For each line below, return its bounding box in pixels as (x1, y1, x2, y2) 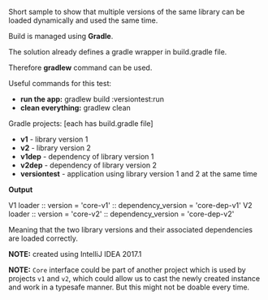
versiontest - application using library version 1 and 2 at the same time (19, 169, 258, 178)
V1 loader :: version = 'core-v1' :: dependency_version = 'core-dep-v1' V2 (8, 201, 253, 210)
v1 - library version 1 (19, 134, 89, 144)
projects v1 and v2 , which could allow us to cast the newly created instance (8, 274, 261, 283)
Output (8, 185, 33, 194)
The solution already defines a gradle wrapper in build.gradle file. (8, 47, 227, 56)
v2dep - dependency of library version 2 (19, 160, 157, 170)
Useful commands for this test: (8, 79, 112, 88)
